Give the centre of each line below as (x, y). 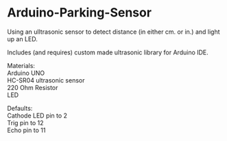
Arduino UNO (26, 73)
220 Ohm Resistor (33, 87)
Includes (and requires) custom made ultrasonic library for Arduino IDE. (108, 52)
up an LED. (22, 39)
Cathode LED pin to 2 (37, 116)
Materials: (21, 65)
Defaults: (20, 108)
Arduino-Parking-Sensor (80, 13)
